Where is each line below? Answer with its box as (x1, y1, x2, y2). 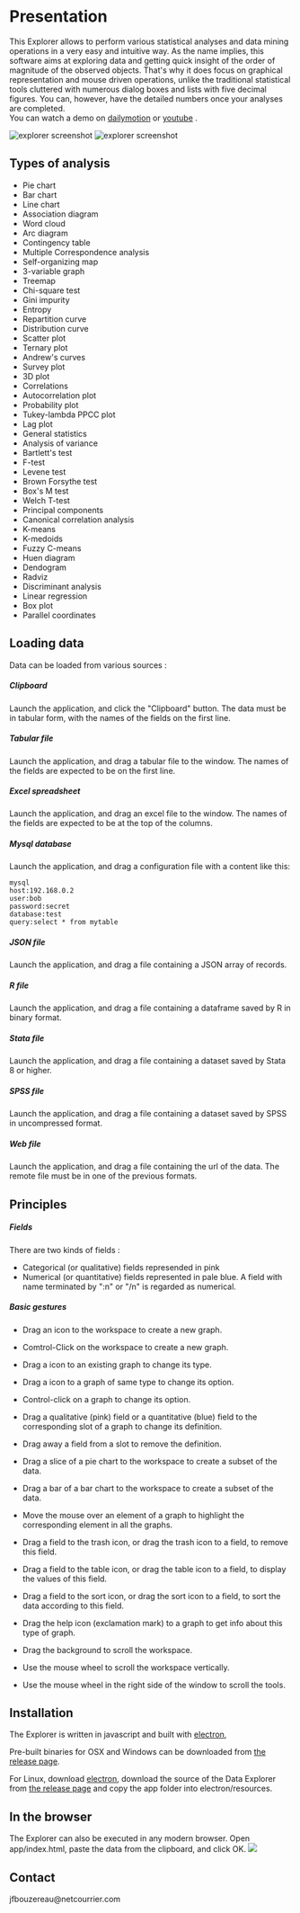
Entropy (22, 304, 52, 315)
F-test (22, 457, 46, 467)
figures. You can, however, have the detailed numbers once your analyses (9, 93, 283, 104)
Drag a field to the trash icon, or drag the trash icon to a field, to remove (22, 1536, 289, 1547)
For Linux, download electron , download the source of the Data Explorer (9, 1774, 277, 1784)
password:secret (9, 902, 70, 912)
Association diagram (22, 209, 99, 219)
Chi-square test (22, 285, 81, 296)
